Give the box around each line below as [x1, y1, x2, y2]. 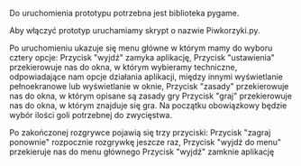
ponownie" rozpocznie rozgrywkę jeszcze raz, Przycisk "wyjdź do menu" [9, 137, 282, 147]
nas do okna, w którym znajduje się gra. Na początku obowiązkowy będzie [9, 100, 287, 111]
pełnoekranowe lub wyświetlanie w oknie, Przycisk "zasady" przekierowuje [9, 81, 289, 91]
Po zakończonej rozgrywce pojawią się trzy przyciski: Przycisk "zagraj [9, 127, 271, 138]
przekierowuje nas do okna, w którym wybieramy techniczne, [9, 62, 238, 72]
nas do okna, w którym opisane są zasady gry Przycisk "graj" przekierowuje [9, 90, 293, 101]
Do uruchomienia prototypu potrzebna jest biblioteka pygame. [9, 8, 240, 18]
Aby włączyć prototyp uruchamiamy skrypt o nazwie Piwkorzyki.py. [9, 25, 260, 35]
